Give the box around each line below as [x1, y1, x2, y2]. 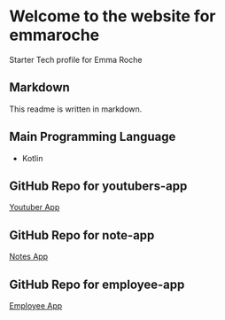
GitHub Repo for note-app [9, 228, 155, 243]
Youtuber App [9, 202, 60, 213]
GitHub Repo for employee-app [9, 277, 185, 292]
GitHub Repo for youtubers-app [9, 178, 188, 193]
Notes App [9, 251, 49, 262]
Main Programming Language [9, 129, 176, 144]
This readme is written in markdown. [9, 104, 143, 114]
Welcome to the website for [9, 6, 216, 27]
